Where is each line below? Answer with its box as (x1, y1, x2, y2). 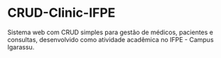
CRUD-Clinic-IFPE (7, 5, 116, 21)
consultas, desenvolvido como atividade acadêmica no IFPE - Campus (7, 35, 215, 43)
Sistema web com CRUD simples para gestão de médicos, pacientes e (7, 28, 214, 36)
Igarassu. (7, 43, 35, 51)
